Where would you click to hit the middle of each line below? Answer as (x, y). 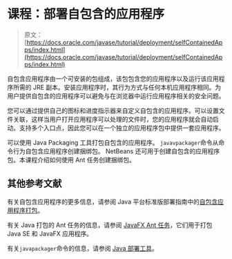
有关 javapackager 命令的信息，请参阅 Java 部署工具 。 (83, 248)
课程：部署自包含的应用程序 (86, 14)
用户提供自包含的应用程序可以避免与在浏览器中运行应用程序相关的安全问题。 (116, 96)
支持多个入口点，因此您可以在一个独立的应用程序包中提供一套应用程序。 (122, 128)
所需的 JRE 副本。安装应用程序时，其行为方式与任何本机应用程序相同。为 (117, 87)
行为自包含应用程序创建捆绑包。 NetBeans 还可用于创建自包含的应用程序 (116, 151)
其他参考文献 (35, 184)
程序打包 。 (28, 210)
